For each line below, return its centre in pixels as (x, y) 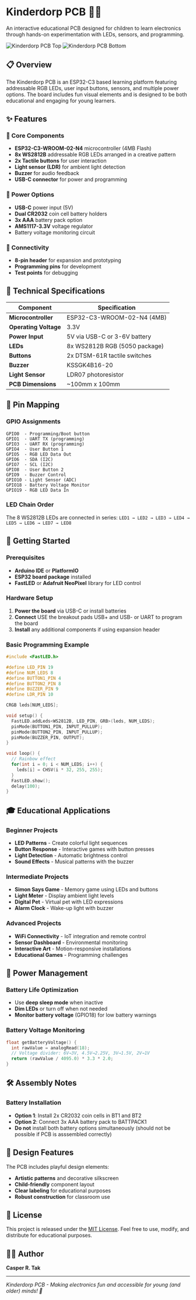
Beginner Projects (32, 830)
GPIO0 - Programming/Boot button (48, 434)
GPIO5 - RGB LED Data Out (39, 454)
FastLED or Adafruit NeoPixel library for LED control (78, 583)
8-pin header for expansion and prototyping (68, 261)
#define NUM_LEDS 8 (30, 673)
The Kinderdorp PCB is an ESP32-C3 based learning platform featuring (91, 82)
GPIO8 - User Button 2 (35, 470)
